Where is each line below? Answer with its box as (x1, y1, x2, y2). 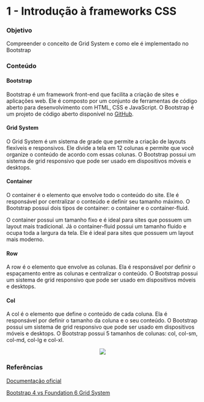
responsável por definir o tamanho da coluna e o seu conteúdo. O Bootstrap (6, 317, 198, 324)
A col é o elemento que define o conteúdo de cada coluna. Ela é (6, 310, 168, 318)
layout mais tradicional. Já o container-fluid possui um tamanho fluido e (6, 223, 187, 230)
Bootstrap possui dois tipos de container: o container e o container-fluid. (6, 204, 189, 212)
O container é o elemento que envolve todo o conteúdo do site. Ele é (6, 192, 179, 199)
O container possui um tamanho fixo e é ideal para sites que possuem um (6, 216, 192, 224)
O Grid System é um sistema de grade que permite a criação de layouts (6, 138, 186, 145)
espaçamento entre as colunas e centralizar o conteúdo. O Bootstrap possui (6, 270, 199, 277)
